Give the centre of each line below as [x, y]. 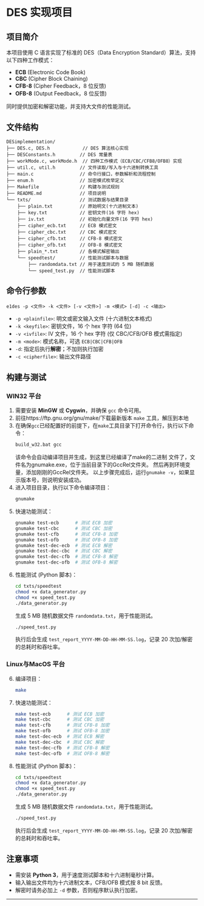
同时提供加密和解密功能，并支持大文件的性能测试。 [70, 106]
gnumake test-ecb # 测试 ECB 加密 [63, 523]
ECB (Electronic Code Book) [50, 72]
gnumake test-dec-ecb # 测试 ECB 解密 [63, 545]
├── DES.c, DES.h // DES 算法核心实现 [67, 148]
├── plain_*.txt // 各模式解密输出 [69, 251]
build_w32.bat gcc [38, 445]
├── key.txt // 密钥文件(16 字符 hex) [78, 213]
